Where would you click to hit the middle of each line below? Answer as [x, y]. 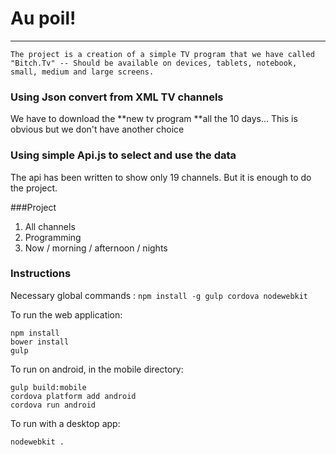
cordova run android [53, 405]
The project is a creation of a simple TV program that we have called [162, 54]
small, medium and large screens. [82, 72]
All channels [50, 226]
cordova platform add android [73, 396]
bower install [40, 342]
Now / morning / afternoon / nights [96, 248]
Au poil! [43, 18]
